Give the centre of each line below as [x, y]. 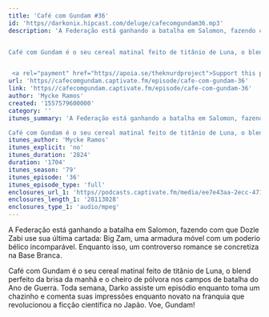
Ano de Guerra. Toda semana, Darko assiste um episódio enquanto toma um [134, 288]
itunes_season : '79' [43, 170]
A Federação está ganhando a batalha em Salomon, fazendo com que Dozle [134, 230]
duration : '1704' [37, 163]
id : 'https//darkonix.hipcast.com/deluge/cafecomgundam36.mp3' [116, 23]
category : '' [30, 110]
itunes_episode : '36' [44, 177]
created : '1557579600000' [51, 103]
